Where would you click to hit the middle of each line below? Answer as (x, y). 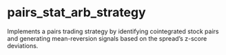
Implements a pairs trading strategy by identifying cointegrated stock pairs (113, 31)
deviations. (23, 45)
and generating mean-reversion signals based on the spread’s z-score (107, 38)
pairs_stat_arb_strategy (76, 13)
